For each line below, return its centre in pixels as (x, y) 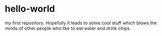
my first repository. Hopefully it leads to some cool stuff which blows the (81, 23)
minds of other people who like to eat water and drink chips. (68, 28)
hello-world (30, 9)
